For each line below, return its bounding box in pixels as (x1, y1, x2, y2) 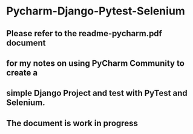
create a (6, 68, 38, 78)
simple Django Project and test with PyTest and (6, 88, 188, 98)
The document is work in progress (6, 118, 138, 128)
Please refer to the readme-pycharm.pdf (6, 28, 162, 39)
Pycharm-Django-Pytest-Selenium (6, 4, 186, 18)
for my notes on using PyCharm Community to (6, 58, 185, 68)
